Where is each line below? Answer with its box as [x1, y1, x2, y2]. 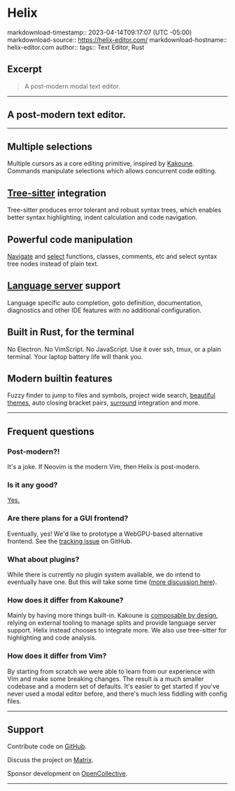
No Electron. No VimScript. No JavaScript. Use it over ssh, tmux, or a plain [7, 345, 222, 353]
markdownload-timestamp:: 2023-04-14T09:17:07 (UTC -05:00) [7, 28, 192, 36]
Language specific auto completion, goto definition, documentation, [7, 298, 203, 306]
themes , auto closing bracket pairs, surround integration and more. [7, 398, 201, 407]
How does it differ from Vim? [7, 651, 107, 661]
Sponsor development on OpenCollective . [7, 769, 128, 778]
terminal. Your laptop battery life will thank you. [7, 352, 143, 360]
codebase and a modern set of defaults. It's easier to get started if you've [7, 682, 220, 690]
